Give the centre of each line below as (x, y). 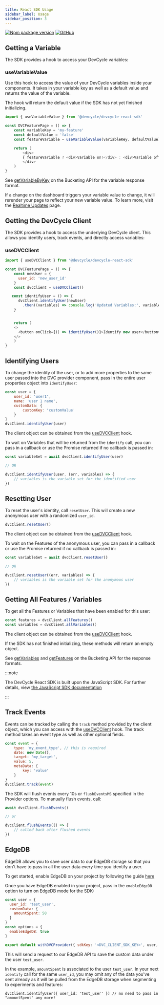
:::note (11, 673)
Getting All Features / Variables (53, 599)
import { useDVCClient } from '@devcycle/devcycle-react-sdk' (70, 260)
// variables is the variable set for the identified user (75, 479)
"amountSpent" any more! (30, 998)
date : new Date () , (32, 752)
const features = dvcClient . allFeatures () (49, 620)
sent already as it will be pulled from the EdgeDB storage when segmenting (81, 979)
